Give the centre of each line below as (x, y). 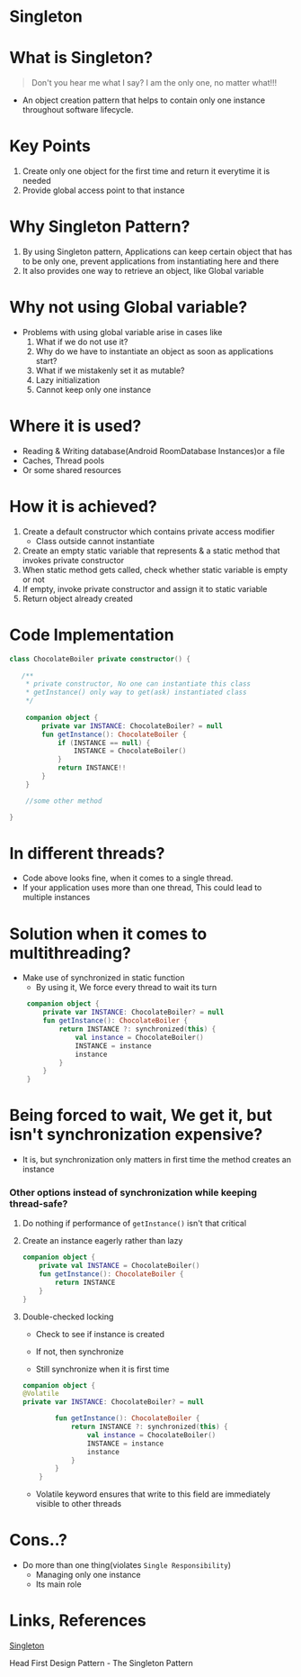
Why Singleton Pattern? (100, 227)
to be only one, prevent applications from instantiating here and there (150, 261)
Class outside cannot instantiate (95, 541)
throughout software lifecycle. (78, 110)
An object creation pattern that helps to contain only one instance (144, 100)
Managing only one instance (88, 1575)
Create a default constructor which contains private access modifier (149, 531)
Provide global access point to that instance (103, 190)
